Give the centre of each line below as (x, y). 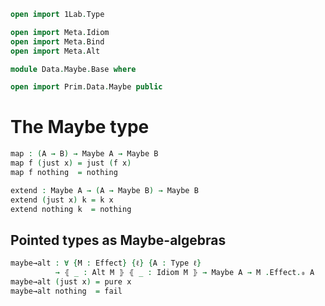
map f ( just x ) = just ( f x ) (71, 163)
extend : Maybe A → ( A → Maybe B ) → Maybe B (104, 190)
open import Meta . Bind (57, 41)
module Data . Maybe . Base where (73, 69)
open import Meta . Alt (55, 51)
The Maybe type (80, 127)
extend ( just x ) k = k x (62, 200)
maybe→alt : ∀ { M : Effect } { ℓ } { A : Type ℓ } (106, 263)
